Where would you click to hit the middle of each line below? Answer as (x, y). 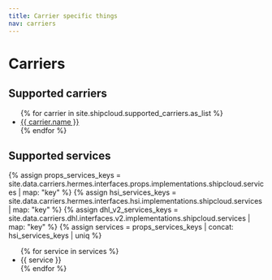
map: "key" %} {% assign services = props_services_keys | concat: (121, 227)
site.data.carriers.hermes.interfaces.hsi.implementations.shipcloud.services (135, 201)
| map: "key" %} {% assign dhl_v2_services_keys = (93, 210)
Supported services (60, 155)
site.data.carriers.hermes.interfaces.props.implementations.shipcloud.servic (136, 184)
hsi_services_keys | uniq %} (55, 235)
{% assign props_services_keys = (65, 175)
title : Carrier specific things (63, 16)
